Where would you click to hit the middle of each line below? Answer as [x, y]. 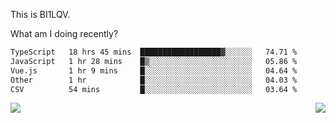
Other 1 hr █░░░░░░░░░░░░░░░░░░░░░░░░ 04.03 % [154, 80]
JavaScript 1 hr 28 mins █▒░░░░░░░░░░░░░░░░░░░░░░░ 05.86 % [154, 61]
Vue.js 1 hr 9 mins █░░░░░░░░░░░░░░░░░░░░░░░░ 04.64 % [154, 70]
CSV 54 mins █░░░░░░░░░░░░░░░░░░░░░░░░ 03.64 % [154, 89]
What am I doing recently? [64, 33]
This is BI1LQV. [40, 14]
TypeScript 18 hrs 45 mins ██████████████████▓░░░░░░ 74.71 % [154, 52]
